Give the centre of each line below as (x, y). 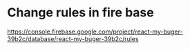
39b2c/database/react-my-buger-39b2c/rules (73, 38)
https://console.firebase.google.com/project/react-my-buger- (95, 32)
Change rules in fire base (80, 13)
